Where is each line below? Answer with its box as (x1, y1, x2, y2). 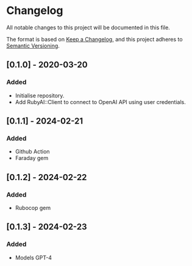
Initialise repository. (15, 92, 65, 99)
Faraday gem (15, 155, 49, 162)
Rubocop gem (15, 205, 51, 211)
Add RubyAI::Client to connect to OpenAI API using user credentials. (15, 98, 186, 105)
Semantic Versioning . (6, 42, 60, 49)
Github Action (15, 148, 50, 155)
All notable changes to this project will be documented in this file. (6, 24, 171, 31)
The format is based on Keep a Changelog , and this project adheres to (6, 35, 183, 43)
